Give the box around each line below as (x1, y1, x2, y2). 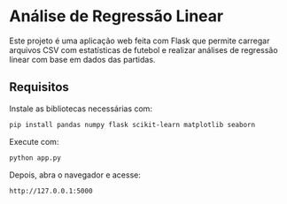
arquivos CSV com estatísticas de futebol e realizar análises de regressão (9, 44, 278, 55)
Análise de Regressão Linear (9, 6, 224, 26)
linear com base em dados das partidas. (9, 54, 156, 64)
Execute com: (9, 136, 59, 147)
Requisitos (9, 79, 69, 94)
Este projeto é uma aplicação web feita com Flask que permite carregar (9, 35, 270, 46)
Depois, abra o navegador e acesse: (9, 170, 142, 180)
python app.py (9, 153, 62, 162)
